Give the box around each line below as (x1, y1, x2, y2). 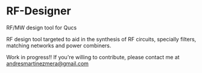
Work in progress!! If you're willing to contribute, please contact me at (6, 53, 180, 60)
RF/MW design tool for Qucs (6, 24, 77, 31)
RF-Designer (6, 4, 71, 18)
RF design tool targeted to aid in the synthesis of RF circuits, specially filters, (6, 35, 197, 42)
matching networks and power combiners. (6, 42, 112, 49)
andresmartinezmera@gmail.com (6, 60, 89, 67)
